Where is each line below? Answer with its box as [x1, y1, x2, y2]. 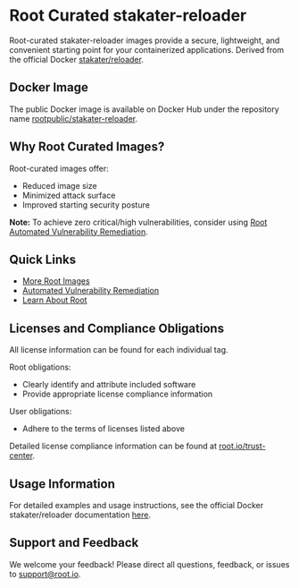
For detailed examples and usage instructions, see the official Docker [9, 500, 264, 510]
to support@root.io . [9, 568, 81, 579]
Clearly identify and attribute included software [21, 379, 196, 390]
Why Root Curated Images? [9, 140, 165, 155]
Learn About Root [21, 294, 87, 305]
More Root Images [21, 276, 91, 286]
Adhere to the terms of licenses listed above [21, 423, 186, 434]
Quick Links [9, 251, 77, 267]
